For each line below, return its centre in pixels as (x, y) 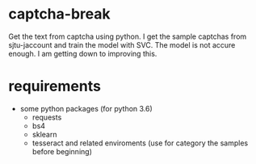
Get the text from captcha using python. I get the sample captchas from (128, 36)
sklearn (44, 134)
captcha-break (59, 14)
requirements (55, 86)
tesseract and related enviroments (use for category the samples (140, 143)
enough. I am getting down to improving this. (83, 53)
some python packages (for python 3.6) (86, 108)
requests (47, 117)
